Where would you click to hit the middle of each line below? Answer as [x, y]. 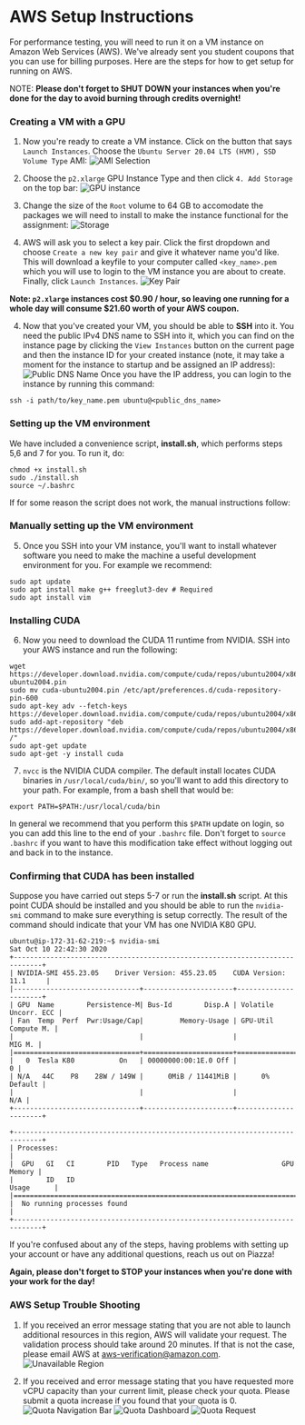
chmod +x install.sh [49, 470]
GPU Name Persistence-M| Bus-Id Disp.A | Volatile [146, 1005]
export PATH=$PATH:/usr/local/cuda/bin [85, 807]
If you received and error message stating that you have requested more [158, 1381]
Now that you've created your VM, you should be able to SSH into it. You [158, 326]
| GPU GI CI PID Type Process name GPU [152, 1164]
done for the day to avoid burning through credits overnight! [125, 98]
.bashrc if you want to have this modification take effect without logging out [151, 843]
